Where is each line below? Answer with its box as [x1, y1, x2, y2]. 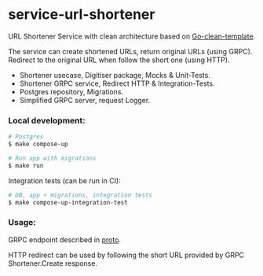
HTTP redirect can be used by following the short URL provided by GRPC [8, 250, 245, 259]
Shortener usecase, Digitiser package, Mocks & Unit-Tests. [19, 70, 210, 79]
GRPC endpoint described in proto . [8, 234, 122, 245]
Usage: [8, 217, 37, 228]
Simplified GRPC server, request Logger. [19, 95, 151, 105]
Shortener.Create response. [8, 258, 98, 268]
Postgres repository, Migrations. [19, 86, 124, 96]
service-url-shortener [8, 6, 155, 24]
